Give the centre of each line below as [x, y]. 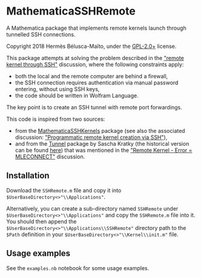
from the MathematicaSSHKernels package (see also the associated [100, 131]
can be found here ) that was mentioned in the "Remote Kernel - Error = [104, 150]
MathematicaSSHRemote [71, 11]
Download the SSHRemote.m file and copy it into [64, 190]
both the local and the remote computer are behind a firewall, [91, 76]
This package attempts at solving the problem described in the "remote [95, 58]
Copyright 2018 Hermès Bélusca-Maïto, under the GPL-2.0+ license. [91, 46]
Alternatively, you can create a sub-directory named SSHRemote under [92, 208]
